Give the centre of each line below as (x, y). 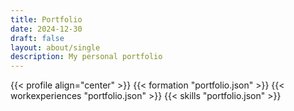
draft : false (37, 38)
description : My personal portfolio (86, 57)
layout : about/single (55, 47)
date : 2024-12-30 (46, 29)
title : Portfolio (46, 19)
